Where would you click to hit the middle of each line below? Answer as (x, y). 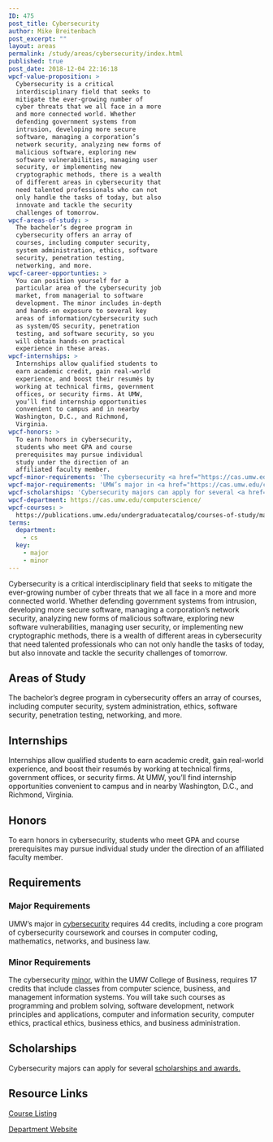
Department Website (43, 1129)
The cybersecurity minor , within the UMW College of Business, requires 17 (133, 980)
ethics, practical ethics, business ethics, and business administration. (125, 1023)
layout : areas (32, 46)
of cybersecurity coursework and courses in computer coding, (113, 932)
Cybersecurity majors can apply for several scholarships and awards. (125, 1068)
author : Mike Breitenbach (52, 31)
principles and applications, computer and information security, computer (131, 1014)
